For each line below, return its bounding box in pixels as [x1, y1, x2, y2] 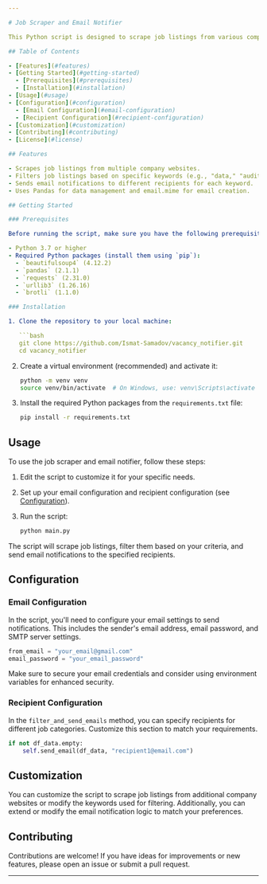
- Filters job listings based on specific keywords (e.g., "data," [8, 172, 237, 180]
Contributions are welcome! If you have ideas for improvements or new [8, 851, 241, 861]
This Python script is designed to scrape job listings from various [8, 33, 244, 41]
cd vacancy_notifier [18, 346, 87, 354]
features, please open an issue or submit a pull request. [8, 859, 191, 869]
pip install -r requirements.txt [19, 413, 131, 422]
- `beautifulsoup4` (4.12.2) [15, 259, 112, 267]
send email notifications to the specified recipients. [8, 550, 176, 559]
